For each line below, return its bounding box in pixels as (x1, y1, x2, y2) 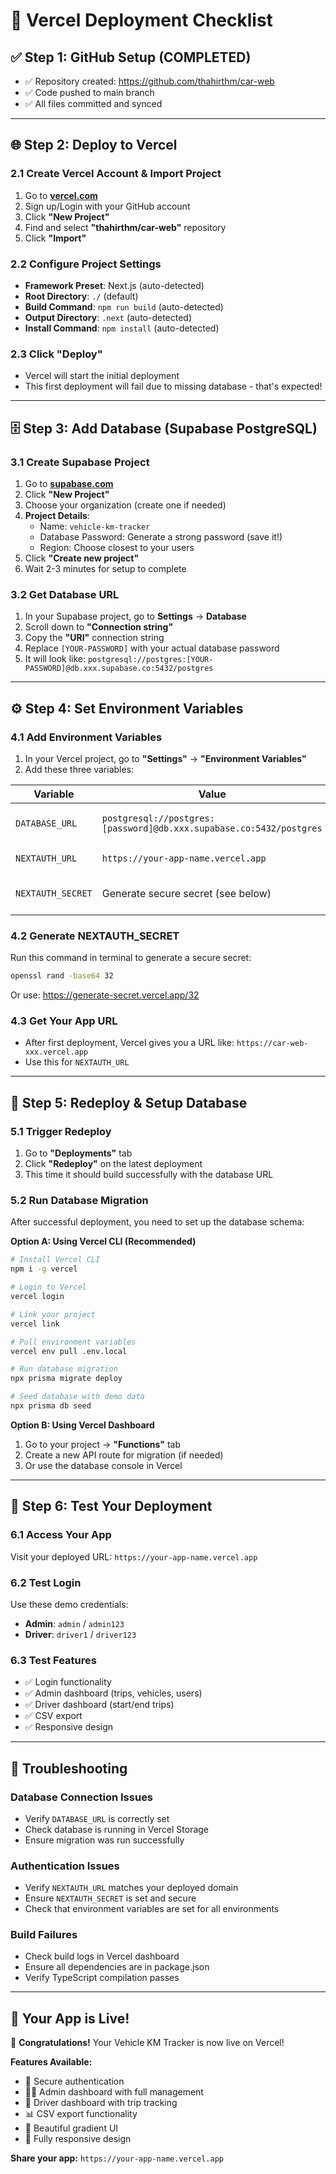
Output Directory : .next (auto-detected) (24, 311, 193, 323)
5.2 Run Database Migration (10, 1194, 149, 1208)
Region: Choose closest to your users (39, 541, 195, 553)
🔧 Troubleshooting (10, 1760, 128, 1777)
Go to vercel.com (24, 189, 98, 201)
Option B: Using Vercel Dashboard (10, 1419, 155, 1431)
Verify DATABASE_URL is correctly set (24, 1812, 170, 1824)
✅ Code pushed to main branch (24, 87, 155, 98)
